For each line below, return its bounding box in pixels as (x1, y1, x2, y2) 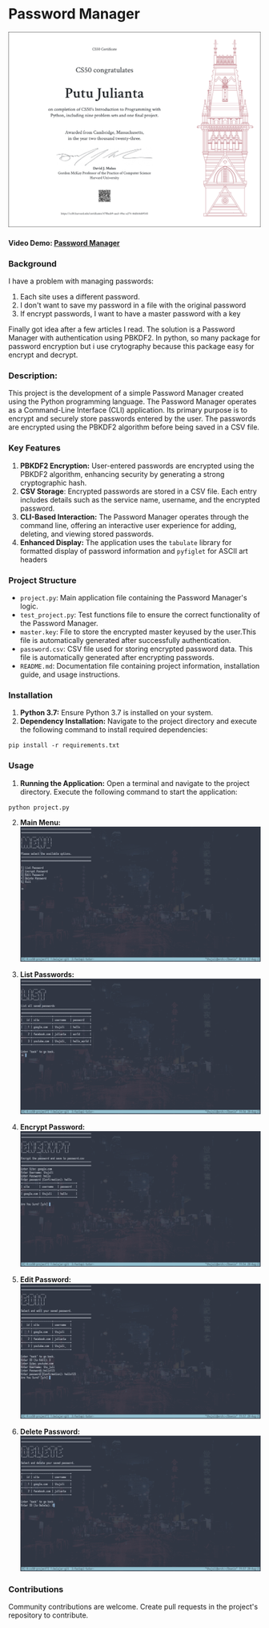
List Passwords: (19, 970, 74, 979)
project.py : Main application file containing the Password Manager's (19, 593, 247, 603)
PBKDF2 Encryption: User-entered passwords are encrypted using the (19, 461, 255, 470)
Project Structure (8, 575, 77, 586)
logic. (19, 601, 38, 611)
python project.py (8, 804, 70, 812)
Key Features (8, 442, 62, 454)
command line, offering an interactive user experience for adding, (19, 520, 237, 530)
